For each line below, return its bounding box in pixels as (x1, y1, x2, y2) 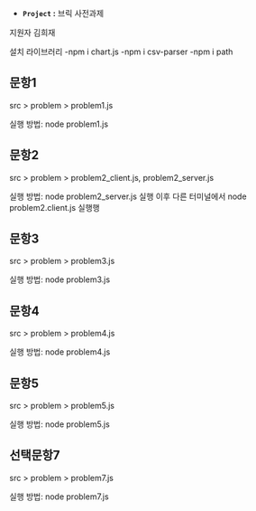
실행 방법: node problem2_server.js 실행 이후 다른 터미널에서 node (9, 191, 247, 202)
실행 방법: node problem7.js (9, 491, 110, 502)
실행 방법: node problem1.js (9, 118, 109, 129)
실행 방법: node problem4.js (9, 346, 111, 357)
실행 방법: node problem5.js (9, 419, 110, 430)
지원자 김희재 (9, 27, 56, 38)
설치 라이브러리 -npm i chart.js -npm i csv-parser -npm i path (9, 46, 233, 57)
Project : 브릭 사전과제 (22, 8, 105, 18)
